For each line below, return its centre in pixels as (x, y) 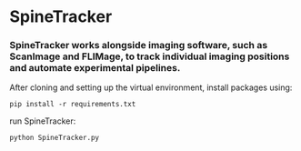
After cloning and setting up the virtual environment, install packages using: (151, 87)
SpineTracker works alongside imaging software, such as (139, 45)
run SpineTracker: (43, 121)
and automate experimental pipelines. (95, 68)
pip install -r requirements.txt (73, 105)
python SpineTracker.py (55, 138)
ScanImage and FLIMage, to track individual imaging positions (150, 56)
